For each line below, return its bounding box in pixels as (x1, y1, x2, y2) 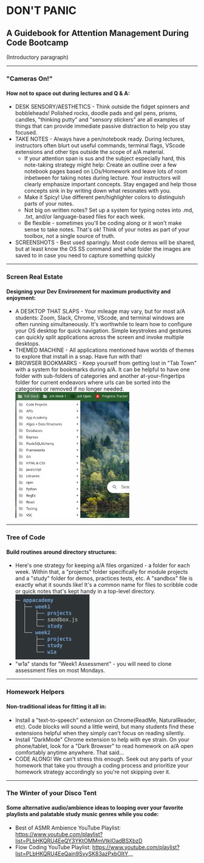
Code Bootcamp (6, 37, 69, 47)
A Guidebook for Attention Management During (6, 28, 189, 38)
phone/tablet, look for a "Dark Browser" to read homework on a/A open (15, 742, 194, 749)
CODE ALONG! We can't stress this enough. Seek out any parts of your (15, 755, 193, 763)
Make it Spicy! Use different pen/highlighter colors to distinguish (24, 194, 185, 201)
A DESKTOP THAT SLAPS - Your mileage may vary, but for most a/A (15, 308, 186, 315)
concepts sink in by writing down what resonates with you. (24, 187, 171, 195)
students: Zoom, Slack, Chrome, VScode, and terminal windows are (15, 314, 185, 321)
